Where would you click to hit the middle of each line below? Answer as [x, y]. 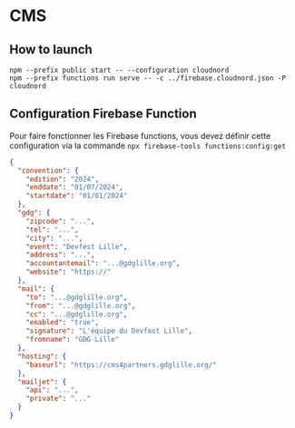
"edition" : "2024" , [63, 179]
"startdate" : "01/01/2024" [77, 196]
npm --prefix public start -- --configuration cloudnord [119, 70]
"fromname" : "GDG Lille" [73, 340]
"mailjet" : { [42, 382]
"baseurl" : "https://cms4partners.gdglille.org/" [122, 364]
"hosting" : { [42, 356]
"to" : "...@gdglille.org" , [77, 297]
